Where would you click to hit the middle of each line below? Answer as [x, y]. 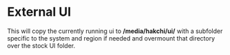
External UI [39, 12]
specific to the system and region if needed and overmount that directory [111, 38]
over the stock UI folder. [41, 45]
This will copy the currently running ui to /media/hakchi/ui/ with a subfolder [115, 31]
